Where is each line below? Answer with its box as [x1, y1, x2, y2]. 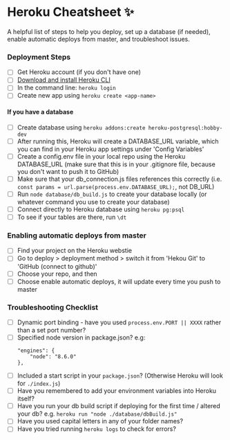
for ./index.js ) [17, 379, 61, 388]
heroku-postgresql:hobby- [148, 124, 223, 132]
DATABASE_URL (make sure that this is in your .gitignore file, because [17, 160, 215, 168]
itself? [17, 394, 35, 403]
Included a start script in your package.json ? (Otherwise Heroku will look [17, 371, 223, 380]
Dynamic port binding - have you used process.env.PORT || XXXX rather [17, 318, 222, 326]
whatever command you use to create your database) [17, 198, 171, 206]
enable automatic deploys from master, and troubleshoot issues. [7, 35, 190, 43]
